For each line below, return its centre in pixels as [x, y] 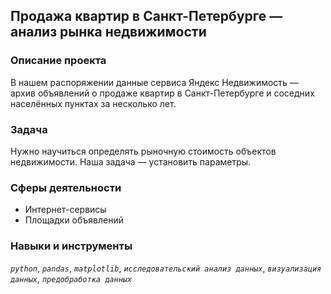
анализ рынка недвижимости [108, 32]
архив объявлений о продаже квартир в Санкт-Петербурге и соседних [162, 93]
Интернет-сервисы [65, 210]
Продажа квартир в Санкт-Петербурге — [146, 16]
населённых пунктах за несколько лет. [93, 103]
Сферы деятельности [66, 187]
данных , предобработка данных [71, 278]
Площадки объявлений [74, 220]
